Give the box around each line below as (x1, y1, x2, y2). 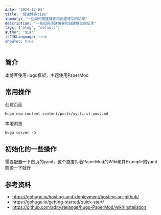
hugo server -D (5, 130, 36, 135)
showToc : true (5, 39, 34, 44)
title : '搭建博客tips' (5, 12, 48, 17)
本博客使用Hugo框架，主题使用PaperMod (5, 72, 89, 78)
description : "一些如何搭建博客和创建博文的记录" (5, 21, 96, 26)
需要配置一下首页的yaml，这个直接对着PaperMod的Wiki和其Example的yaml (5, 159, 157, 165)
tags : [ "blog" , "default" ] (5, 25, 60, 30)
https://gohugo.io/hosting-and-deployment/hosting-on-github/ (12, 194, 139, 199)
